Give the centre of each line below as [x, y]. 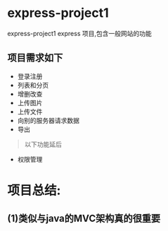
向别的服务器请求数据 [48, 120]
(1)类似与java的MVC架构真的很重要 [84, 219]
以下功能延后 [43, 144]
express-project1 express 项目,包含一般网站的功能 [80, 33]
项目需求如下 [35, 58]
